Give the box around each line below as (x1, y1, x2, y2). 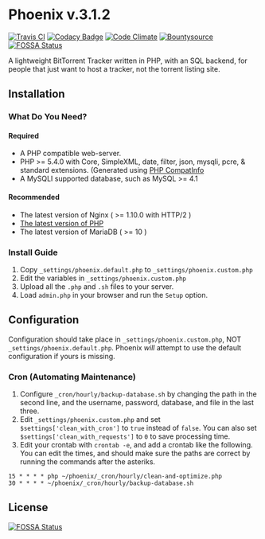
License (8, 501, 49, 514)
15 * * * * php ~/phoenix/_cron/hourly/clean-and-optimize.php (8, 472, 223, 481)
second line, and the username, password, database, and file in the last (19, 398, 255, 408)
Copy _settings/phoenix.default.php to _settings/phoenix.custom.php (19, 264, 253, 274)
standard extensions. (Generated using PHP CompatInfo (19, 166, 205, 175)
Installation (8, 88, 65, 101)
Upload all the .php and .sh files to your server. (19, 281, 174, 291)
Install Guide (8, 247, 58, 258)
